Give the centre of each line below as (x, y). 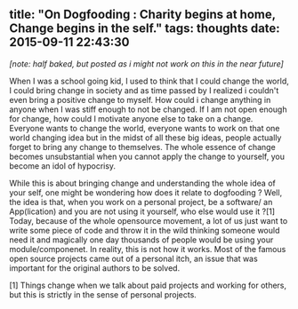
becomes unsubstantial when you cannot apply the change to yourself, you (147, 156)
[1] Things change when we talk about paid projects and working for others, (148, 285)
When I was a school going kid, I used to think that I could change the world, (149, 81)
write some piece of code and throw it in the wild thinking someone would (145, 230)
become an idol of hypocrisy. (63, 166)
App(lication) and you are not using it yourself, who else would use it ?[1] (142, 211)
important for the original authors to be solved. (95, 268)
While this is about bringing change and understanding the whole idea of (142, 183)
